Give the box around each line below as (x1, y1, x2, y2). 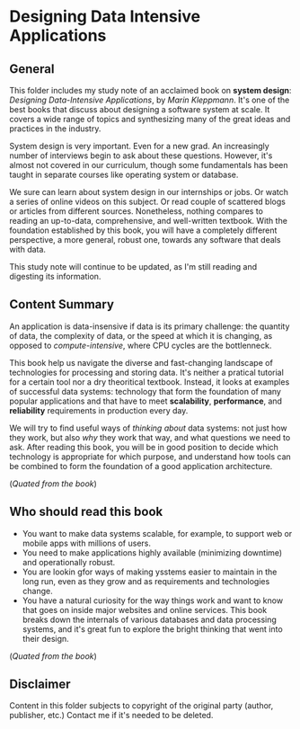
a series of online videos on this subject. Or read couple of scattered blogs (9, 196, 286, 207)
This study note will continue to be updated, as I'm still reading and (9, 262, 258, 271)
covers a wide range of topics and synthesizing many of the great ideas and (9, 114, 291, 124)
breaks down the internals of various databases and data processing (22, 614, 277, 625)
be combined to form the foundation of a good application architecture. (9, 460, 273, 471)
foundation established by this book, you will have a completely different (9, 225, 278, 236)
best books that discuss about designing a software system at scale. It (9, 104, 270, 114)
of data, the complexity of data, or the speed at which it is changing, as (9, 330, 273, 341)
